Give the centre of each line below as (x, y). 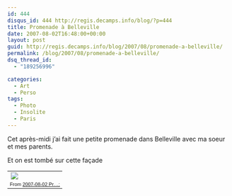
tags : (15, 99)
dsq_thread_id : (30, 60)
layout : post (27, 40)
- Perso (25, 93)
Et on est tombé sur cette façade (55, 160)
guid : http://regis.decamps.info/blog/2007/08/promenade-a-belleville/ (115, 47)
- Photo (25, 106)
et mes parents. (30, 146)
